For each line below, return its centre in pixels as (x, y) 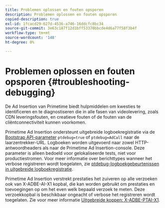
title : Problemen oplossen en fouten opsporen (54, 10)
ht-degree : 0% (20, 42)
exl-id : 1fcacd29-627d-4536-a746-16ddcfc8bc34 (54, 24)
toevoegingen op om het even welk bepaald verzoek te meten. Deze (75, 189)
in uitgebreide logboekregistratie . (39, 169)
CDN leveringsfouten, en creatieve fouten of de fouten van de (69, 117)
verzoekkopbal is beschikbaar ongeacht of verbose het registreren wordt (80, 195)
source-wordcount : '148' (31, 38)
